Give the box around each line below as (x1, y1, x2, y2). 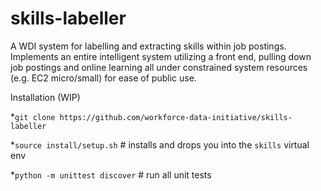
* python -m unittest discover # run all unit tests (10, 168, 212, 181)
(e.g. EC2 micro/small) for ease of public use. (10, 72, 197, 84)
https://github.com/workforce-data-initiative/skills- (59, 112, 293, 122)
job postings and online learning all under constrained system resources (10, 61, 308, 73)
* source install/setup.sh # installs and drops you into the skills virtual (10, 138, 310, 151)
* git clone (10, 110, 56, 122)
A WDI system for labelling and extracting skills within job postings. (10, 40, 287, 52)
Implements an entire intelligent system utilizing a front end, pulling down (10, 50, 312, 62)
